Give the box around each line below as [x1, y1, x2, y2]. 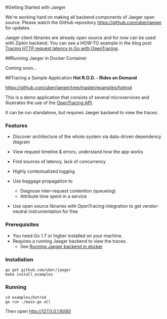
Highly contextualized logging [12, 168, 75, 174]
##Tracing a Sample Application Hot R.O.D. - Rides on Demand [5, 75, 137, 80]
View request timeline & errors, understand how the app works [12, 149, 143, 155]
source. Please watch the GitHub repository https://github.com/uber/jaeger [5, 20, 162, 25]
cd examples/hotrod [5, 295, 47, 300]
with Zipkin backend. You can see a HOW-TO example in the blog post [5, 40, 152, 46]
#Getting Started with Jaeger [5, 5, 66, 10]
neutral [12, 208, 28, 214]
